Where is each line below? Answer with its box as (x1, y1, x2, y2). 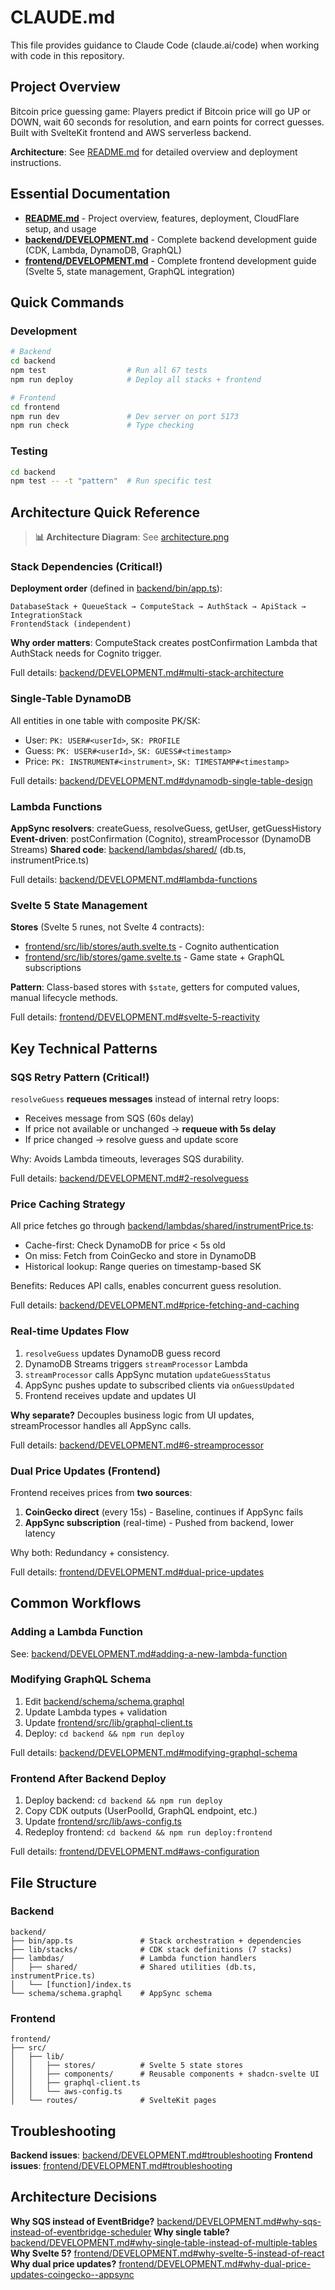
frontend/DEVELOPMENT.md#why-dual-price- (118, 2257, 312, 2270)
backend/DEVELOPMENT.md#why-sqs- (156, 2215, 322, 2227)
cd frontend (10, 402, 60, 412)
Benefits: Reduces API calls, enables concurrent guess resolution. (10, 1280, 282, 1292)
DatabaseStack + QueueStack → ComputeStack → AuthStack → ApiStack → (10, 602, 307, 612)
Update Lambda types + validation (24, 1706, 168, 1718)
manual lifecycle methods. (10, 992, 119, 1004)
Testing (10, 444, 48, 458)
